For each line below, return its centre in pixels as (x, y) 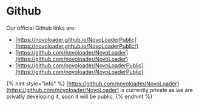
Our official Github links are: (41, 28)
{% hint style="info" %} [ (37, 84)
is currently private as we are (157, 90)
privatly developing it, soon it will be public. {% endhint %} (79, 96)
